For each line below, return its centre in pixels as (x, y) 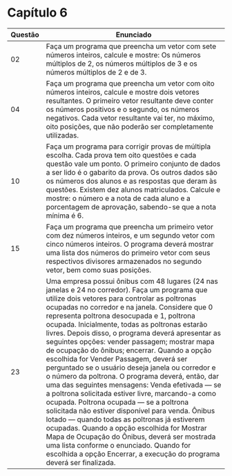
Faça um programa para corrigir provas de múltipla (128, 146)
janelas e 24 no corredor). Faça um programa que (127, 289)
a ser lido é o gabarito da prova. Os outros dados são (132, 172)
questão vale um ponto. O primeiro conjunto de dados (133, 164)
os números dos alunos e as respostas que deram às (132, 181)
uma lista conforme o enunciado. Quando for (118, 445)
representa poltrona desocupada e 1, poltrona (120, 316)
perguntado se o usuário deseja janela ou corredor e (131, 368)
